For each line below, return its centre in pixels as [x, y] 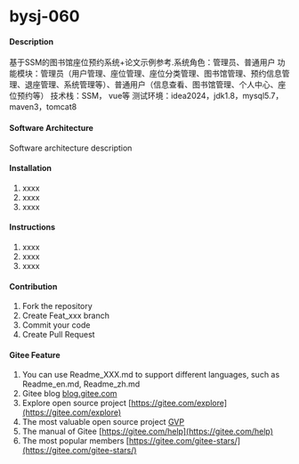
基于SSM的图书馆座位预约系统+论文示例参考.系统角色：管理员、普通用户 [142, 62]
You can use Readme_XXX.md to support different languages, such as [151, 375]
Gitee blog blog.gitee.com [69, 394]
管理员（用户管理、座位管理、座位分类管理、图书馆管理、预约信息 [161, 74]
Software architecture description [71, 148]
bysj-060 [44, 16]
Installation [30, 168]
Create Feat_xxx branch [65, 316]
